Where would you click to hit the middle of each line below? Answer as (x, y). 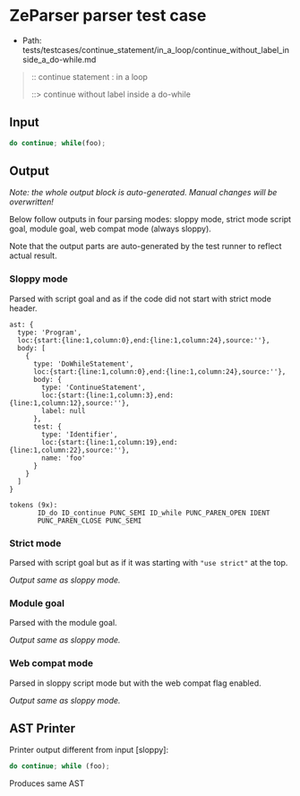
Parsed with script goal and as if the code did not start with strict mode (140, 298)
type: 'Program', (50, 333)
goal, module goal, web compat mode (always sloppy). (111, 229)
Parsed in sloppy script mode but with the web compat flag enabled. (135, 683)
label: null (64, 411)
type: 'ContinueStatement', (94, 387)
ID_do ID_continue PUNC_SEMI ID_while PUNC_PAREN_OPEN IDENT (154, 513)
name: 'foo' (64, 458)
